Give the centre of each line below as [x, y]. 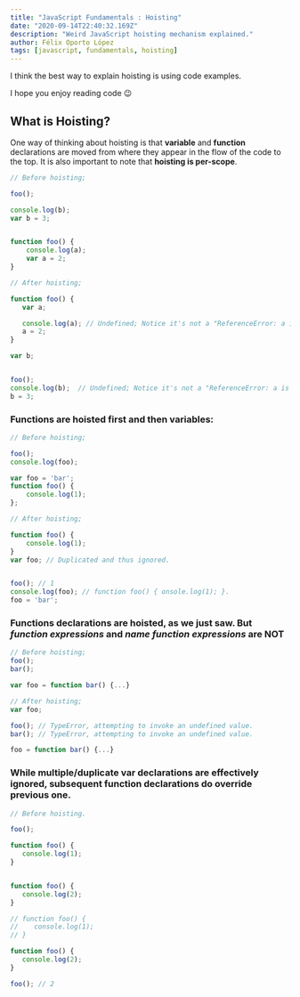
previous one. [41, 795]
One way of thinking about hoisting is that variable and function [128, 142]
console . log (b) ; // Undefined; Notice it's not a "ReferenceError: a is [150, 388]
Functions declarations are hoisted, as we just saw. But [131, 623]
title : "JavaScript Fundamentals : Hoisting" [96, 17]
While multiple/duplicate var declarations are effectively [134, 773]
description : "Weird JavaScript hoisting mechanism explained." [132, 34]
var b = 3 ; [30, 218]
